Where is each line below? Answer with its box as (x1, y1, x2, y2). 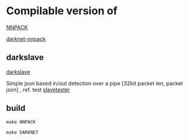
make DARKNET (6, 129, 39, 135)
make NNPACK (6, 119, 36, 125)
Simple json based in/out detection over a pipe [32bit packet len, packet (6, 79, 183, 87)
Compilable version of (6, 4, 118, 18)
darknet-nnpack (6, 35, 46, 42)
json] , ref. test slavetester (6, 86, 70, 93)
